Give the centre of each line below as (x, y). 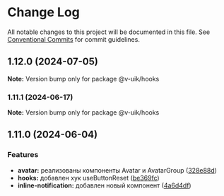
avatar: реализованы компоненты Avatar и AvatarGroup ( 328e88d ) (117, 170)
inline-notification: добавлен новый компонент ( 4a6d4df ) (105, 185)
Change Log (43, 12)
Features (23, 155)
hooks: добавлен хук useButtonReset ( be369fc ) (89, 178)
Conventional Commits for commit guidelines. (73, 39)
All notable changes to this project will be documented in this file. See (109, 32)
